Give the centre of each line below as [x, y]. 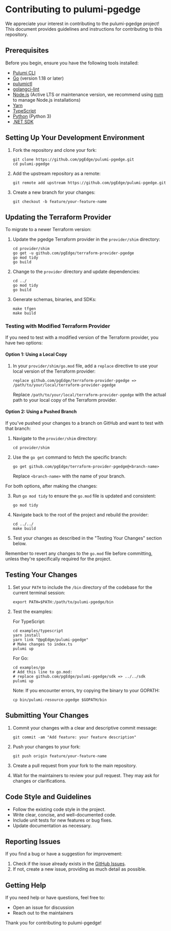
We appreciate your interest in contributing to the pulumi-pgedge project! [82, 24]
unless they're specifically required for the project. [58, 559]
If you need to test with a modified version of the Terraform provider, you [82, 337]
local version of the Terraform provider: [54, 371]
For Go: [20, 658]
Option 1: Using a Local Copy [36, 354]
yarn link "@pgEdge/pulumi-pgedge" [51, 640]
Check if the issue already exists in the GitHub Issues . [69, 864]
